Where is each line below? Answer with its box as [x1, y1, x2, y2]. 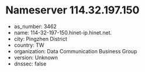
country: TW [13, 42, 44, 49]
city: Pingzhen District [13, 35, 68, 42]
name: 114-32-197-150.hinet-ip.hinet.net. [13, 29, 112, 36]
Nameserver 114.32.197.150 [5, 4, 140, 17]
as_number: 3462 [13, 23, 57, 30]
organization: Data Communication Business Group [13, 47, 137, 54]
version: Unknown [13, 54, 58, 61]
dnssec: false [13, 60, 47, 67]
